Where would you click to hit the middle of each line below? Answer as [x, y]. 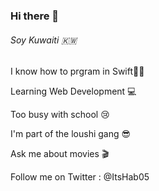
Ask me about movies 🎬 [60, 154]
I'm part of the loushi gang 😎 [71, 134]
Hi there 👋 [35, 16]
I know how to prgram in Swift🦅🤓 [77, 71]
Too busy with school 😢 [60, 115]
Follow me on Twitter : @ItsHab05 [80, 177]
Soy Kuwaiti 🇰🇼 [44, 40]
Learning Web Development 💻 [73, 91]
